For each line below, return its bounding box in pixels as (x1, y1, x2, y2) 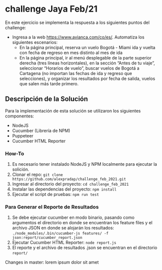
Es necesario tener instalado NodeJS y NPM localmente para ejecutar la (12, 161, 157, 167)
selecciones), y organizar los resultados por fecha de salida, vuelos (19, 76, 155, 81)
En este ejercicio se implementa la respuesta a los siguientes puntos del (5, 19, 150, 25)
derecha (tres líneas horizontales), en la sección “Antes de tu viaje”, (19, 60, 155, 66)
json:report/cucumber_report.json (12, 235, 82, 240)
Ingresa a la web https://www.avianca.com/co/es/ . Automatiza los (12, 34, 145, 40)
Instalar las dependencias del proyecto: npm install (12, 186, 117, 192)
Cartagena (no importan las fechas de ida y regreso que (19, 70, 132, 76)
